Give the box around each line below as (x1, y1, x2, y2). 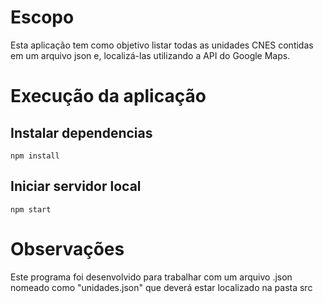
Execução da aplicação (10, 85, 207, 108)
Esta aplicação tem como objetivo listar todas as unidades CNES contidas (10, 39, 314, 51)
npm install (10, 151, 60, 161)
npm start (10, 204, 52, 215)
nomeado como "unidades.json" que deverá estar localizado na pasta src (10, 281, 313, 293)
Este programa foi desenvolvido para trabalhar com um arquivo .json (10, 271, 293, 283)
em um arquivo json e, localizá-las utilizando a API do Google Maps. (10, 49, 291, 61)
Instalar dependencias (10, 124, 153, 141)
